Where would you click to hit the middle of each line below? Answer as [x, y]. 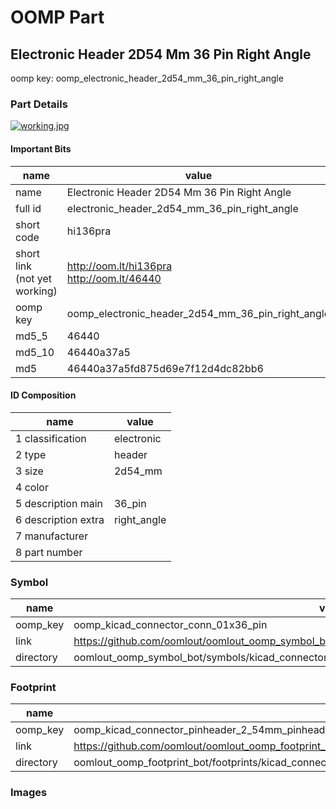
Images [29, 793]
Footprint [33, 687]
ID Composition [43, 395]
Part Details [39, 104]
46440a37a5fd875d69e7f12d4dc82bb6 [165, 368]
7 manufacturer [52, 536]
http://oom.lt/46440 [114, 278]
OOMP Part [57, 17]
